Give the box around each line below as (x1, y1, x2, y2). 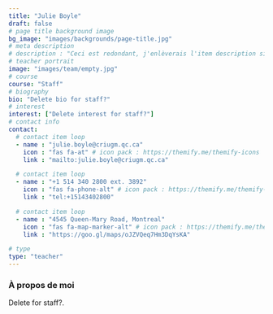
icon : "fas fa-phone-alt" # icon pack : (23, 185, 165, 194)
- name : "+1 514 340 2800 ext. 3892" (15, 178, 148, 186)
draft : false (8, 20, 53, 28)
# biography (8, 87, 49, 96)
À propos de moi (8, 279, 75, 290)
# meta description (8, 42, 75, 50)
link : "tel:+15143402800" (23, 193, 115, 201)
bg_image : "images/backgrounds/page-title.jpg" (8, 34, 173, 43)
